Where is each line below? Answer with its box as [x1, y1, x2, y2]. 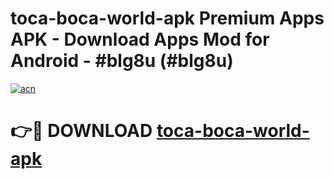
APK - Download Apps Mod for [10, 28, 270, 51]
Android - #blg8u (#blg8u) [10, 50, 234, 72]
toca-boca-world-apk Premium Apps [10, 7, 325, 30]
